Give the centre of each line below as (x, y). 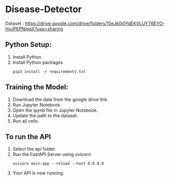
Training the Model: (37, 87)
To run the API (28, 137)
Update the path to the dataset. (45, 116)
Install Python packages (38, 62)
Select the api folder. (34, 149)
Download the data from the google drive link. (60, 99)
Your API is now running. (38, 173)
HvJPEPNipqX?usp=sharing (34, 28)
